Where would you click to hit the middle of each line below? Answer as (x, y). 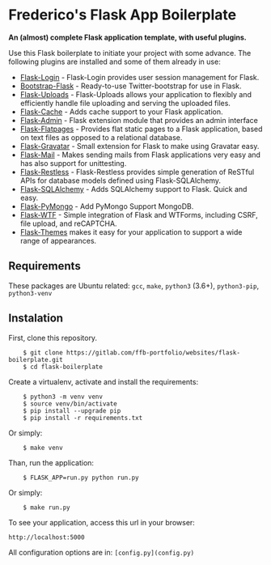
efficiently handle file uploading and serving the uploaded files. (125, 103)
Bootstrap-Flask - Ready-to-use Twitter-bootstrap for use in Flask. (131, 86)
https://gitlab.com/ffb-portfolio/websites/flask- (153, 353)
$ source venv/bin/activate (70, 404)
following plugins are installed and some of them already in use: (114, 62)
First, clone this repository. (53, 338)
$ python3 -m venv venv (63, 397)
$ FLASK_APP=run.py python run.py (81, 478)
